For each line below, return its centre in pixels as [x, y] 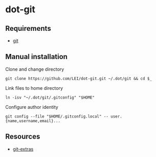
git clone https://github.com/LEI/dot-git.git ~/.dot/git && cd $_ [79, 78]
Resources [23, 137]
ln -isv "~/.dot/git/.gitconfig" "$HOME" [50, 97]
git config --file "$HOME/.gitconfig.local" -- [57, 116]
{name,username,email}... [33, 121]
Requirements [28, 28]
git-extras [23, 149]
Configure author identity [32, 107]
